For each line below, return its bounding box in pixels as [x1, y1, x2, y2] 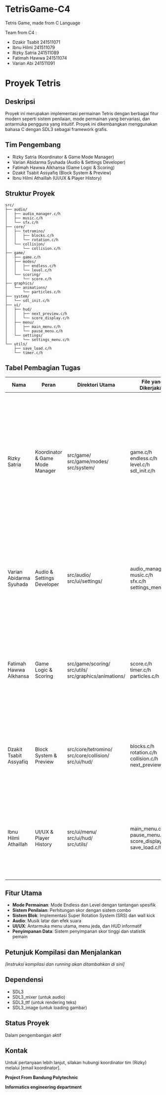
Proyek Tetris [5, 78, 61, 89]
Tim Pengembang [5, 140, 61, 149]
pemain [12, 934, 28, 940]
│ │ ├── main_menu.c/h [5, 324, 61, 329]
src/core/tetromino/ [67, 746, 113, 753]
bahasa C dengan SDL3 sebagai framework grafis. [5, 126, 108, 132]
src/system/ [67, 464, 95, 471]
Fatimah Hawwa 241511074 [12, 55, 68, 61]
